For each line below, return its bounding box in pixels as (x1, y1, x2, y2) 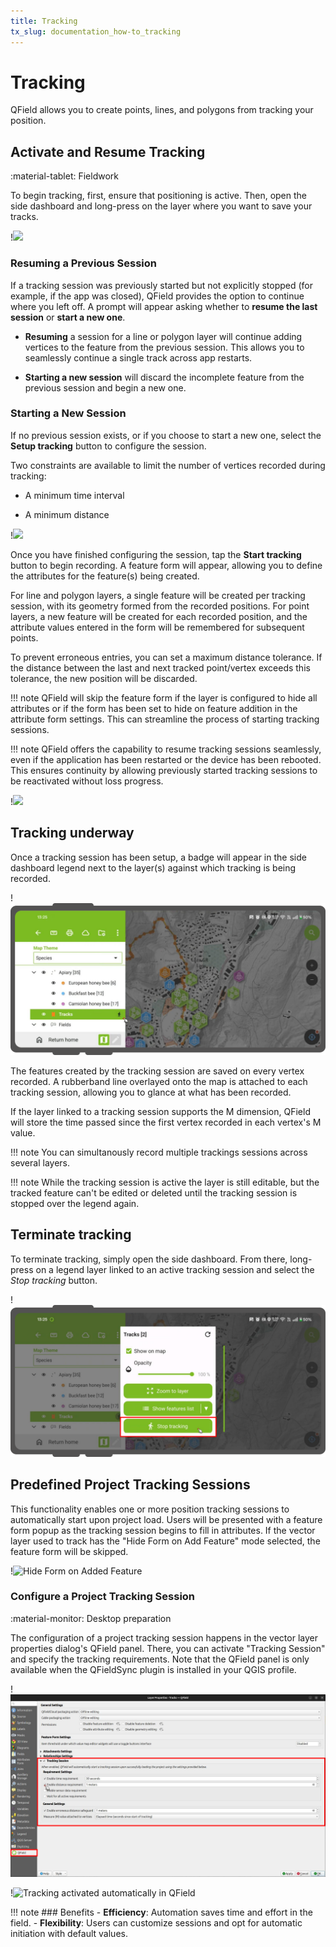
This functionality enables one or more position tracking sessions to (10, 1503, 290, 1515)
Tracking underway (10, 825, 135, 842)
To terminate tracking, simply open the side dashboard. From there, (10, 1253, 288, 1265)
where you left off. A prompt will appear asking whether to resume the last (10, 300, 318, 312)
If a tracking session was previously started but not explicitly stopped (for (10, 279, 314, 291)
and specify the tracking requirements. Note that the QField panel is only (10, 1653, 310, 1665)
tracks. (10, 211, 39, 223)
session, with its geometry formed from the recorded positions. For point (10, 600, 310, 612)
